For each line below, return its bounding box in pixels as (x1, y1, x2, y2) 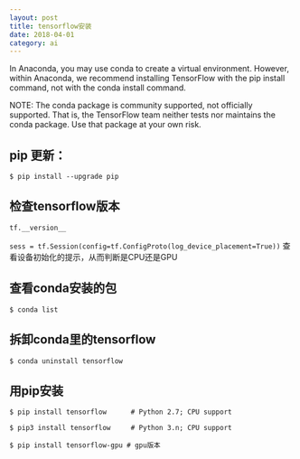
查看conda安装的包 (9, 281, 117, 296)
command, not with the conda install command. (9, 82, 187, 93)
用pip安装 (9, 383, 64, 398)
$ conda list (9, 304, 59, 314)
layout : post (9, 13, 59, 23)
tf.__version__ (9, 223, 67, 232)
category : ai (9, 38, 59, 48)
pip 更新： (9, 147, 67, 163)
